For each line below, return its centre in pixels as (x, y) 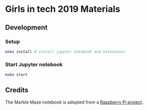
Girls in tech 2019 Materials (63, 9)
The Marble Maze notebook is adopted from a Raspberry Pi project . (74, 102)
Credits (17, 90)
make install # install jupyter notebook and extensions (65, 52)
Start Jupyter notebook (34, 64)
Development (27, 27)
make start (16, 75)
